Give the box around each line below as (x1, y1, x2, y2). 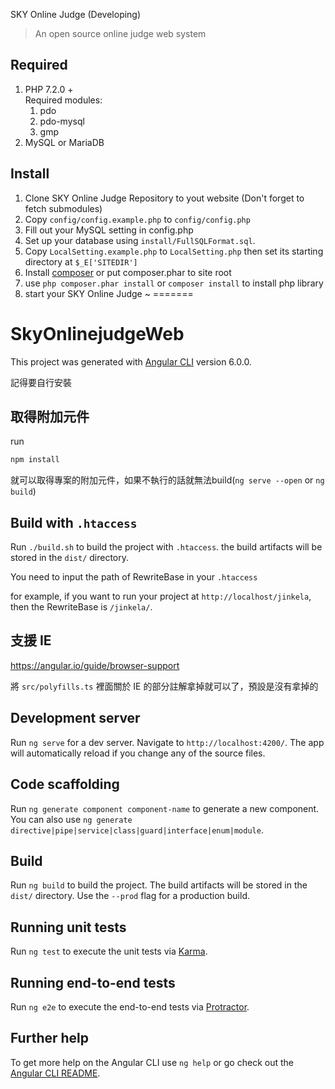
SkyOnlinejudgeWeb (10, 322, 185, 345)
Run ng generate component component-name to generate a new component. (10, 802, 320, 814)
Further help (10, 1030, 90, 1047)
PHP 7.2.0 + (24, 83, 74, 95)
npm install (10, 455, 60, 465)
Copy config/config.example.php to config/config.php (24, 213, 251, 225)
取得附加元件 (10, 408, 90, 425)
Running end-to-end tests (10, 974, 176, 991)
